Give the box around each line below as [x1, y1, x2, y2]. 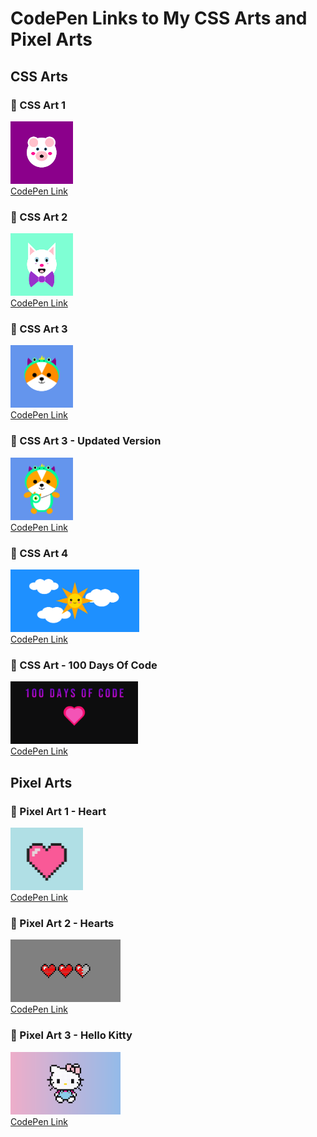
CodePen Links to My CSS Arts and [10, 7, 308, 30]
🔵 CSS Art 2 [10, 210, 68, 224]
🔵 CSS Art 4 [10, 546, 69, 560]
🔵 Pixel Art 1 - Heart [10, 804, 107, 818]
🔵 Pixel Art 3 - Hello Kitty [10, 1028, 133, 1042]
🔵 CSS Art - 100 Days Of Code [10, 658, 158, 672]
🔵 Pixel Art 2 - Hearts [10, 916, 115, 930]
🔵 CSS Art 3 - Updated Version [10, 434, 162, 448]
